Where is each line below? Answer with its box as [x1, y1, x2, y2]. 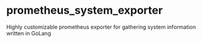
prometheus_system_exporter [6, 4, 163, 17]
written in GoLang [6, 29, 51, 36]
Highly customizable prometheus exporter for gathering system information [6, 23, 197, 30]
